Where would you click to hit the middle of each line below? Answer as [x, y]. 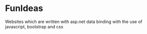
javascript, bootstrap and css [34, 26]
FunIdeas [24, 8]
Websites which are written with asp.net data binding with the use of [74, 22]
